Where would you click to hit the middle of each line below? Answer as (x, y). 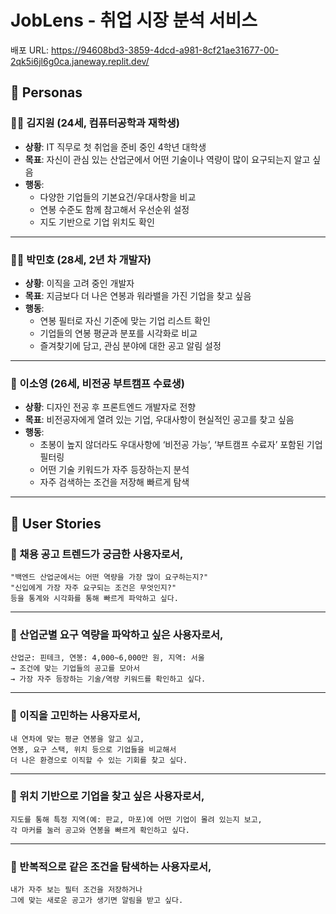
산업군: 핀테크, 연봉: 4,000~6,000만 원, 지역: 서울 (107, 658)
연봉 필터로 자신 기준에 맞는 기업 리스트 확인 (125, 320)
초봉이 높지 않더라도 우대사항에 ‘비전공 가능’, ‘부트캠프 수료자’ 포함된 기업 (181, 445)
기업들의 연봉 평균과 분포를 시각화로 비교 (118, 333)
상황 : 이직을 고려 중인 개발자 (79, 283)
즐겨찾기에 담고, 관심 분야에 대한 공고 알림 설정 (130, 345)
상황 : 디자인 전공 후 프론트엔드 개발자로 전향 (110, 407)
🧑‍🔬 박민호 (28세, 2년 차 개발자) (81, 259)
